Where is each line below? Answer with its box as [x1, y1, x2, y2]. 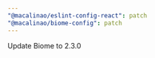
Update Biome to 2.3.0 [7, 41, 81, 50]
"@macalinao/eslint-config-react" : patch [7, 11, 148, 20]
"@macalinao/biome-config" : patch [7, 19, 123, 27]
